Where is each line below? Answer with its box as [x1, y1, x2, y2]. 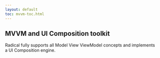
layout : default [5, 7, 38, 12]
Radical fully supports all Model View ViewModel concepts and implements [5, 42, 155, 48]
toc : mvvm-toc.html [5, 12, 45, 16]
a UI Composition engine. [5, 47, 56, 53]
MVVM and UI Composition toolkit [5, 29, 110, 38]
